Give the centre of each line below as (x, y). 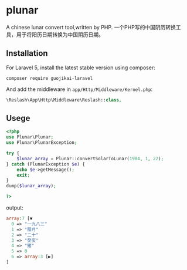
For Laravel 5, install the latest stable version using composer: (81, 67)
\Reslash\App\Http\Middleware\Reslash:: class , (64, 100)
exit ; (23, 175)
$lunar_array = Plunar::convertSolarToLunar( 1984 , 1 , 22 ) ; (90, 158)
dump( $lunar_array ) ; (31, 186)
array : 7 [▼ (19, 219)
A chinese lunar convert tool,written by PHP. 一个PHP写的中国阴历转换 (91, 27)
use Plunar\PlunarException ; (42, 143)
